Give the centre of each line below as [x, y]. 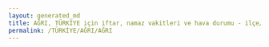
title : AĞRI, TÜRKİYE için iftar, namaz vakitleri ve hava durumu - [125, 23]
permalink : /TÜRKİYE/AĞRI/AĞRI [60, 30]
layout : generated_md [44, 16]
